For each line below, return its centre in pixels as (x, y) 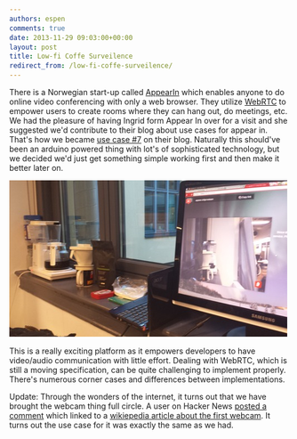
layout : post (33, 47)
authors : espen (37, 19)
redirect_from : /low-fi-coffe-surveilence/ (91, 66)
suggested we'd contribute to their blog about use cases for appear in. (139, 130)
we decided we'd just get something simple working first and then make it (144, 159)
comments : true (37, 28)
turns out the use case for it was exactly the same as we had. (121, 425)
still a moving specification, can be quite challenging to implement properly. (148, 370)
